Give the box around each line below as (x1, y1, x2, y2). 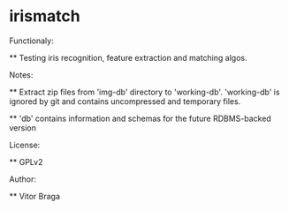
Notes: (9, 69, 34, 80)
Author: (9, 174, 37, 184)
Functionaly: (9, 35, 55, 46)
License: (9, 139, 41, 150)
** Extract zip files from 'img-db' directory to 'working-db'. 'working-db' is (9, 86, 280, 97)
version (9, 122, 37, 133)
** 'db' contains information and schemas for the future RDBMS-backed (9, 113, 271, 124)
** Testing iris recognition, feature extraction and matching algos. (9, 52, 247, 63)
